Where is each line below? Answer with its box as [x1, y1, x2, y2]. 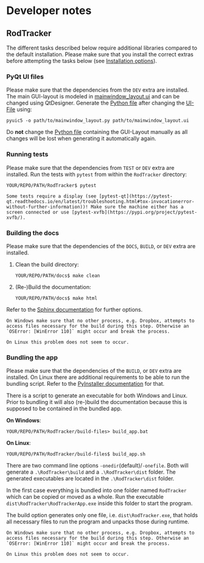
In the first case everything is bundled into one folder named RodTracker [6, 487, 187, 494]
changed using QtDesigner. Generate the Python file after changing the [6, 99, 185, 107]
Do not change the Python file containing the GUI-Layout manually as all [6, 128, 188, 136]
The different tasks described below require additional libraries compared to [6, 44, 198, 51]
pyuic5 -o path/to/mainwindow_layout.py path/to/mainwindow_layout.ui [6, 117, 189, 124]
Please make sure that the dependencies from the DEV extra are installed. [6, 86, 189, 94]
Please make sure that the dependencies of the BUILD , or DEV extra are [6, 367, 181, 375]
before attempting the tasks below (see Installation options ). [6, 57, 157, 64]
